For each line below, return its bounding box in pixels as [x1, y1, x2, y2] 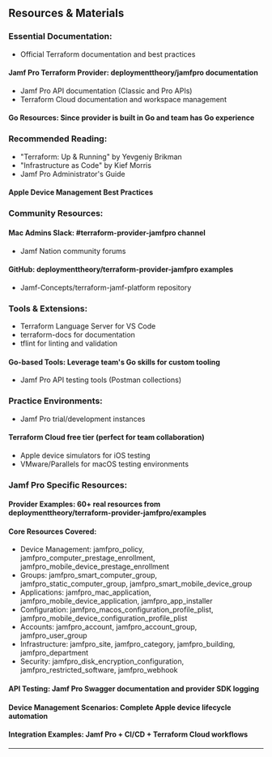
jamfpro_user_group [19, 630, 87, 640]
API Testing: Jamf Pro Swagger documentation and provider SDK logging [8, 684, 260, 694]
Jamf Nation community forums [19, 246, 126, 256]
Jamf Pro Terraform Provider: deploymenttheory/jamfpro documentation [8, 68, 259, 78]
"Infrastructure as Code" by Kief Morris [19, 160, 152, 170]
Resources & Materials [8, 6, 125, 20]
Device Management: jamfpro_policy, [19, 544, 145, 554]
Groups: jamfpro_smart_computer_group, [19, 570, 158, 580]
